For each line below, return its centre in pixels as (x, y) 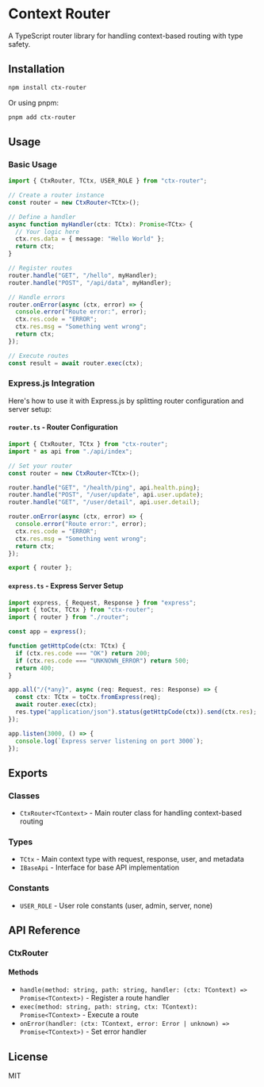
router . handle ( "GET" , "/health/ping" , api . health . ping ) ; (104, 488)
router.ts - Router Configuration (63, 427)
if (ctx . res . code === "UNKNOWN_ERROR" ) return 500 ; (103, 661)
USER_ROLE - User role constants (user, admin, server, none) (116, 905)
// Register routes (40, 268)
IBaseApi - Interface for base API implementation (99, 868)
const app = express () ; (48, 632)
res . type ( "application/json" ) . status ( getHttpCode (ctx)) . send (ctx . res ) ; (136, 712)
